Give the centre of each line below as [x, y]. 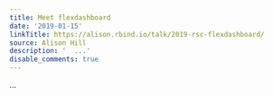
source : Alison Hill [48, 43]
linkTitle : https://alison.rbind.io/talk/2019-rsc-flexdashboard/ [137, 34]
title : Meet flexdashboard [60, 17]
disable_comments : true [54, 59]
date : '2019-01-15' [46, 26]
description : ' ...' [50, 51]
